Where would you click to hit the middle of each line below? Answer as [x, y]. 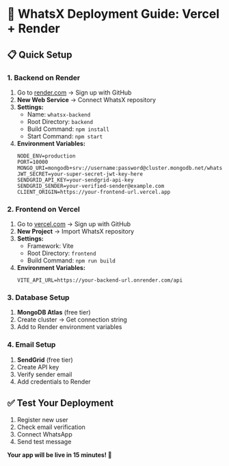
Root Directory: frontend [62, 254]
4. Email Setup [31, 345]
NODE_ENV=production [46, 156]
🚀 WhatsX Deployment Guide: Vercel [113, 14]
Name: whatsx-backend [59, 114]
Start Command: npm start [65, 136]
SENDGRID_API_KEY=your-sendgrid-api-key [75, 180]
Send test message [44, 441]
